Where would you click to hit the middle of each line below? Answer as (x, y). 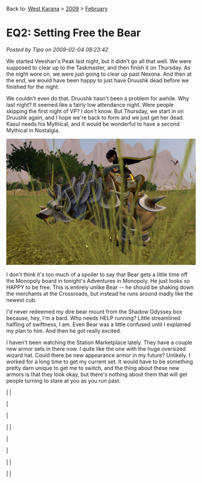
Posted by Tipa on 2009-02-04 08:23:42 (57, 49)
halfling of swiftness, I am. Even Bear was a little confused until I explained (99, 324)
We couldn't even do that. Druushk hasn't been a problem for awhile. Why (98, 98)
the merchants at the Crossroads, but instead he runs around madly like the (100, 294)
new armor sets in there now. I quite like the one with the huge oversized (96, 349)
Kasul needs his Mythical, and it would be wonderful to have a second (93, 124)
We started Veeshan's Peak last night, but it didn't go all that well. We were (99, 61)
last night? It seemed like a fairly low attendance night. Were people (90, 105)
